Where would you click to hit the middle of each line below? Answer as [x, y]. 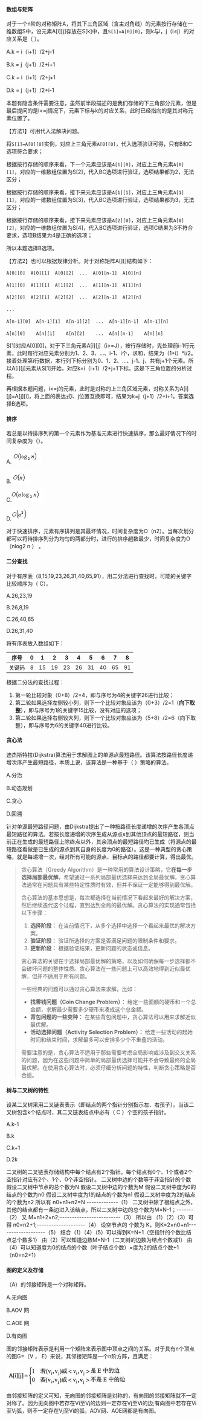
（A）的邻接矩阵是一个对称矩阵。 [48, 1285]
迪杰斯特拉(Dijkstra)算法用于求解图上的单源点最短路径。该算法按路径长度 [97, 755]
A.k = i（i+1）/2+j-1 [30, 52]
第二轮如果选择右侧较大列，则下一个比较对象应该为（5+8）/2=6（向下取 [105, 718]
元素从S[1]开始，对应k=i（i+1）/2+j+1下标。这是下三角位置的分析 [106, 368]
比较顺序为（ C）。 [29, 583]
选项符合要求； [25, 152]
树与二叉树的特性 [27, 1090]
